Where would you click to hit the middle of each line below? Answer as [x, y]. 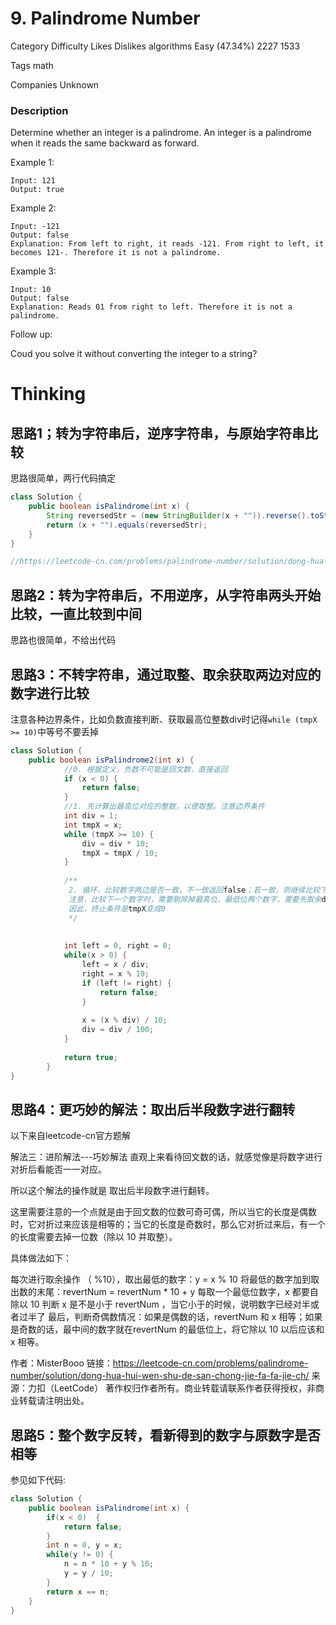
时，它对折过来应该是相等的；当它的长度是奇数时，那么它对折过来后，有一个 [168, 1224]
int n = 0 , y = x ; [84, 1545]
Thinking [48, 394]
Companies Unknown [55, 84]
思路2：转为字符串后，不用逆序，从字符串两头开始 [166, 595]
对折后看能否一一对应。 [58, 1169]
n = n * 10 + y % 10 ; [109, 1564]
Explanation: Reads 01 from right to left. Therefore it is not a [151, 307]
